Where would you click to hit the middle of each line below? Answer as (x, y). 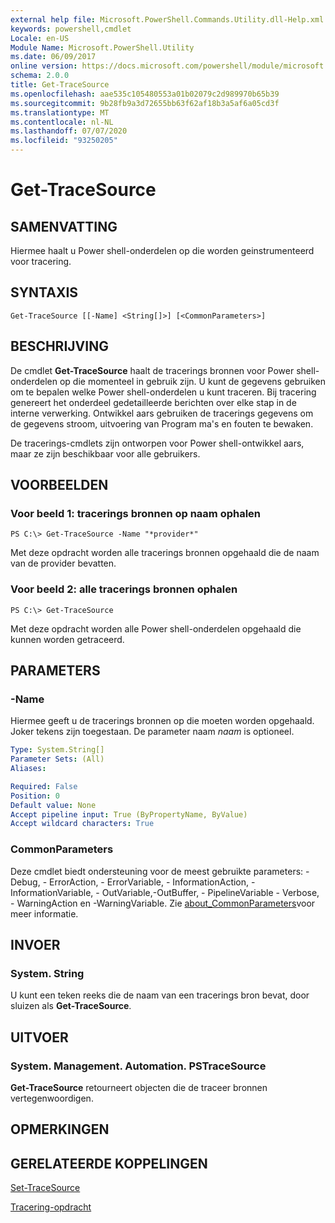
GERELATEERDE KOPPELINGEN (109, 1163)
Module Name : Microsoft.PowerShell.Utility (102, 47)
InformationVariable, (52, 892)
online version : (44, 66)
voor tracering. (41, 261)
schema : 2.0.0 (40, 76)
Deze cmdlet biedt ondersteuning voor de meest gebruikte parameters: (157, 871)
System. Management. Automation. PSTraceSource (138, 1066)
